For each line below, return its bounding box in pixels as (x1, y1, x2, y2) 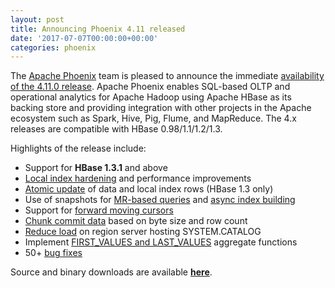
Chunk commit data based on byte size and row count (24, 215, 248, 227)
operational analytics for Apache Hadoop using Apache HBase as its (10, 91, 292, 103)
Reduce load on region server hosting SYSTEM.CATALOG (24, 226, 262, 238)
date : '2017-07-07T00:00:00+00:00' (10, 33, 159, 43)
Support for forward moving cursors (24, 204, 174, 216)
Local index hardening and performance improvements (24, 172, 252, 185)
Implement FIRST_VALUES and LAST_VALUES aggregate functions (24, 236, 298, 248)
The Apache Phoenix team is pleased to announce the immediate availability (10, 70, 325, 82)
